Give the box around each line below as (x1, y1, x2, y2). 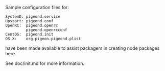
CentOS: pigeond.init (5, 32, 54, 37)
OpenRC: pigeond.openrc (5, 23, 58, 28)
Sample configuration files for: (5, 5, 69, 10)
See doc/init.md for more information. (5, 60, 84, 66)
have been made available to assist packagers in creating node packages (5, 45, 160, 51)
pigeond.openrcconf (26, 27, 67, 32)
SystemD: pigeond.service (5, 14, 60, 19)
